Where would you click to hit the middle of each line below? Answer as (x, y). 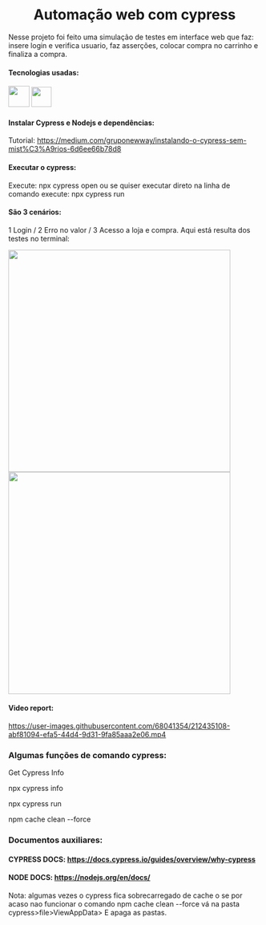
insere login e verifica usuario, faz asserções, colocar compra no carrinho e (133, 45)
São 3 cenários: (35, 212)
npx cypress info (36, 789)
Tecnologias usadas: (44, 72)
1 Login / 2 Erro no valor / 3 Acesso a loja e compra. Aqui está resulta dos (129, 229)
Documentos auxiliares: (56, 840)
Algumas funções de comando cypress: (87, 755)
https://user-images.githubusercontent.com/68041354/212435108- (119, 726)
